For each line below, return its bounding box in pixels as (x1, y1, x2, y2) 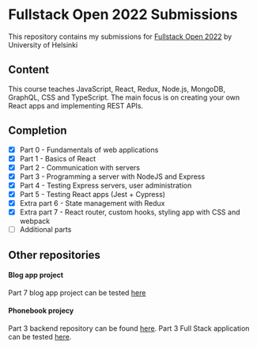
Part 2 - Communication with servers (19, 162, 141, 172)
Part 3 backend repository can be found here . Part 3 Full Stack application (8, 323, 250, 333)
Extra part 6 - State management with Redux (19, 198, 165, 207)
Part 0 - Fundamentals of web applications (19, 145, 159, 154)
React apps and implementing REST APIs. (8, 101, 144, 110)
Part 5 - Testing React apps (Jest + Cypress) (19, 189, 166, 199)
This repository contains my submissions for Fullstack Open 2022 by (8, 32, 232, 41)
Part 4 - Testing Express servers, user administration (19, 180, 192, 190)
